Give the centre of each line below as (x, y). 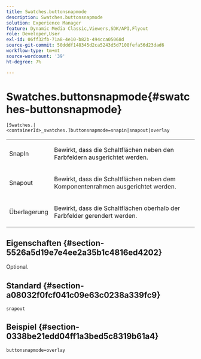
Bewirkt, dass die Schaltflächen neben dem (115, 179)
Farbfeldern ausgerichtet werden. (101, 157)
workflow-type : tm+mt (33, 51)
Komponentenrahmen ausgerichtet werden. (115, 187)
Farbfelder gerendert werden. (96, 216)
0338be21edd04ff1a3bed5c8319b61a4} (83, 337)
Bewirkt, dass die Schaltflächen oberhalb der (117, 208)
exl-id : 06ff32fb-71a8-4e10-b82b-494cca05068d (65, 39)
